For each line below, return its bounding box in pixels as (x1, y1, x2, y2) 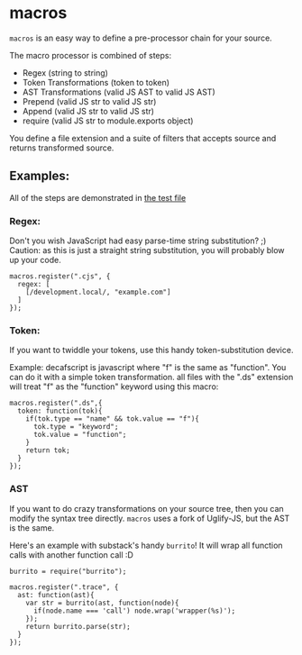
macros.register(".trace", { (9, 582, 119, 592)
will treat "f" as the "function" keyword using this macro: (9, 381, 219, 392)
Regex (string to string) (22, 67, 108, 78)
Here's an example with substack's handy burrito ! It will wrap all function (9, 540, 283, 550)
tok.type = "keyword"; (32, 423, 119, 432)
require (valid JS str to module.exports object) (22, 115, 194, 126)
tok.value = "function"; (32, 431, 127, 440)
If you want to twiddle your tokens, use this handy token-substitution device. (9, 345, 294, 356)
